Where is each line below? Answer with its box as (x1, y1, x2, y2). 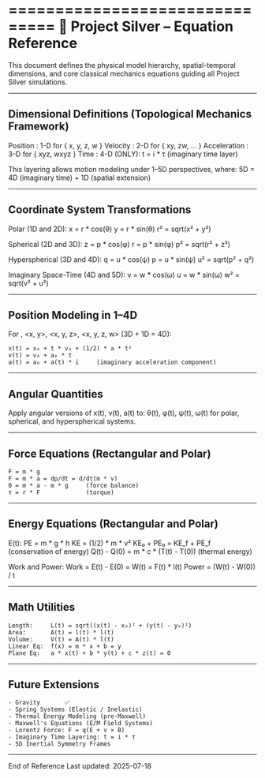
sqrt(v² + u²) (8, 278, 49, 288)
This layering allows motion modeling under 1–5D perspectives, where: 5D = (8, 164, 255, 174)
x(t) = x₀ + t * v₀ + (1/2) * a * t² (8, 345, 132, 353)
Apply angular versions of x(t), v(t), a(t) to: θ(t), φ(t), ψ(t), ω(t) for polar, (8, 408, 240, 418)
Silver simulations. (8, 77, 68, 87)
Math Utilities (8, 600, 76, 614)
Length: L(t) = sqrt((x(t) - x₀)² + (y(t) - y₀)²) (8, 621, 192, 630)
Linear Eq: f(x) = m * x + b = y (8, 642, 122, 650)
